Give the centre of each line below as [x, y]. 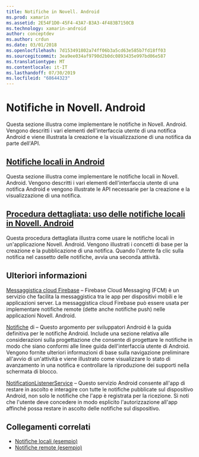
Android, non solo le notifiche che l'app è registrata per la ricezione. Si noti [97, 396]
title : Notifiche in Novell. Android [53, 12]
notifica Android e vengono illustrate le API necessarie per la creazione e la [98, 189]
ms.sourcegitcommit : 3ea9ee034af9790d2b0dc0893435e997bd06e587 [86, 56]
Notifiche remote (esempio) [48, 447]
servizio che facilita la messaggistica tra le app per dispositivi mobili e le [94, 297]
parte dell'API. [23, 143]
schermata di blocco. [32, 371]
